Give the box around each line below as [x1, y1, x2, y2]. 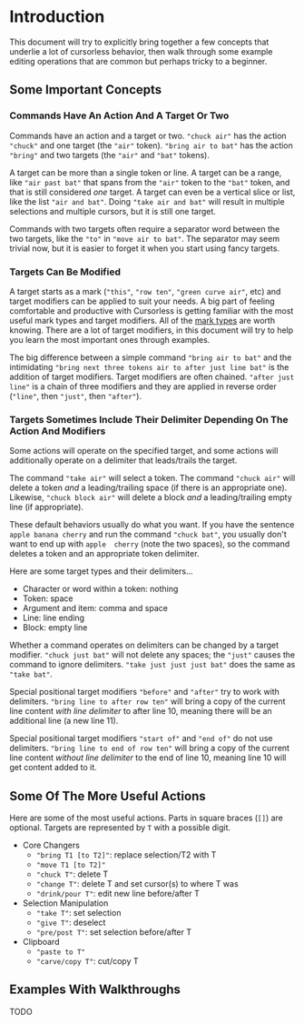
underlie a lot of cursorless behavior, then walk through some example [9, 45, 273, 56]
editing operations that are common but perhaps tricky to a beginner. [9, 55, 268, 66]
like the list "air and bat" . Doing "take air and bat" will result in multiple [9, 196, 285, 206]
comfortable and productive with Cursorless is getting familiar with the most [9, 305, 294, 316]
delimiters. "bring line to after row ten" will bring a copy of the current [9, 696, 286, 707]
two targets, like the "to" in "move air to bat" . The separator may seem [9, 233, 279, 244]
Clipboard [22, 937, 60, 948]
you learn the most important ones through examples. [9, 334, 211, 345]
